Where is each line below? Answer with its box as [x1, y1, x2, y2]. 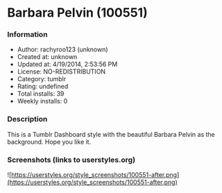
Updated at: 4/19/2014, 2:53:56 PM [17, 60, 118, 69]
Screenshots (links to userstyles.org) [7, 155, 136, 165]
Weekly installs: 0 [17, 97, 68, 106]
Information [7, 30, 48, 40]
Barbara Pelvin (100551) [7, 5, 148, 21]
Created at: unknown [17, 53, 78, 61]
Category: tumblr [17, 75, 67, 83]
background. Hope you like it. [7, 137, 92, 146]
